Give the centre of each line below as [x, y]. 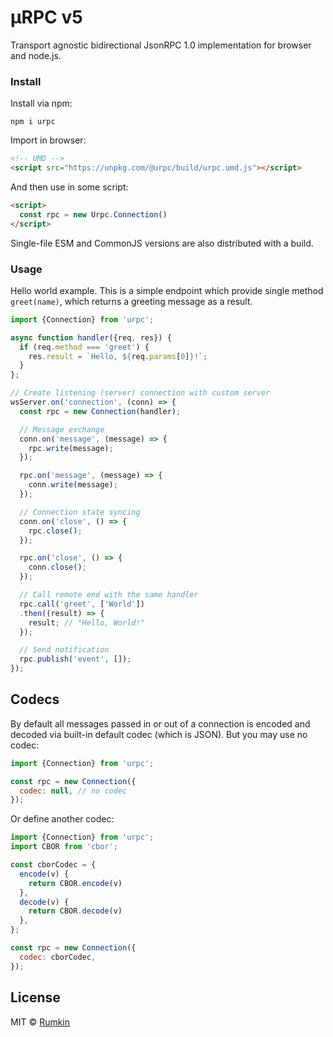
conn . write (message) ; [73, 485]
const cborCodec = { [53, 865]
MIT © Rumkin [40, 1022]
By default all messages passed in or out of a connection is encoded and [160, 723]
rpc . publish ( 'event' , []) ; [75, 659]
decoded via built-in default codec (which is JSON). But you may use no [159, 734]
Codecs [35, 699]
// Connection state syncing [80, 512]
